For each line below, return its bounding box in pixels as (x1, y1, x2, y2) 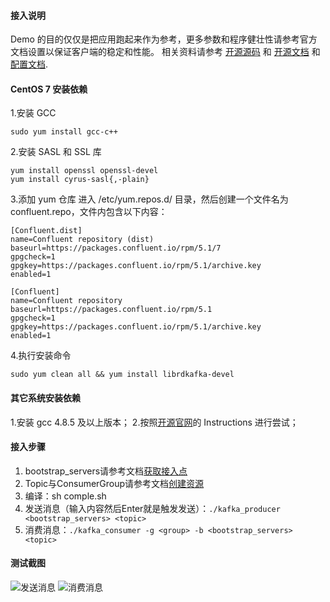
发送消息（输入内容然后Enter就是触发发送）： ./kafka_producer (24, 502, 281, 514)
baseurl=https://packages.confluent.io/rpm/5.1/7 (10, 243, 222, 254)
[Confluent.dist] (10, 226, 83, 236)
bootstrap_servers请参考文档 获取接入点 (24, 465, 188, 477)
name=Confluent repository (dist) (10, 235, 155, 245)
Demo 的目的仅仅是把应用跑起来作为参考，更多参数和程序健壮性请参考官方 (10, 33, 318, 45)
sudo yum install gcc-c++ (10, 127, 118, 137)
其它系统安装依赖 (10, 392, 81, 404)
